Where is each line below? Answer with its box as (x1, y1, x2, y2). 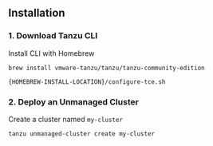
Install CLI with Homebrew (8, 48, 95, 58)
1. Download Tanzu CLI (8, 30, 98, 41)
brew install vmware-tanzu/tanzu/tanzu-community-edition (8, 64, 205, 72)
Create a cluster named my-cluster (8, 114, 124, 124)
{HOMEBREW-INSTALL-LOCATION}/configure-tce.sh (8, 77, 166, 86)
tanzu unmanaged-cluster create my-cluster (8, 129, 156, 138)
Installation (8, 6, 65, 20)
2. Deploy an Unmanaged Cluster (8, 96, 140, 107)
